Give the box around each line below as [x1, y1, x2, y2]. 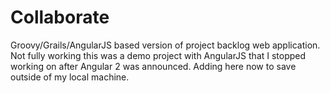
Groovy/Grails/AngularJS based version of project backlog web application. [10, 39, 321, 51]
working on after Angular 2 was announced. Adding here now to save [10, 60, 297, 72]
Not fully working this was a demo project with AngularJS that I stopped [10, 49, 307, 61]
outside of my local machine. [10, 71, 130, 83]
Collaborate [10, 6, 110, 29]
